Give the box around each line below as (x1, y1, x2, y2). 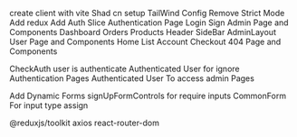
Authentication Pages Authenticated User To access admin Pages (9, 73, 255, 84)
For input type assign (9, 100, 89, 111)
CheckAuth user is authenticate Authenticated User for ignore (9, 63, 240, 74)
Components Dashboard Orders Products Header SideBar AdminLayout (9, 27, 276, 37)
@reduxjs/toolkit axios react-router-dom (9, 117, 160, 128)
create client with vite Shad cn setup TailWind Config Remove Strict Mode (9, 8, 285, 18)
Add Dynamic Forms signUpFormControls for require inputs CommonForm (9, 90, 287, 101)
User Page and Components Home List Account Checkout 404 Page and (9, 36, 282, 47)
